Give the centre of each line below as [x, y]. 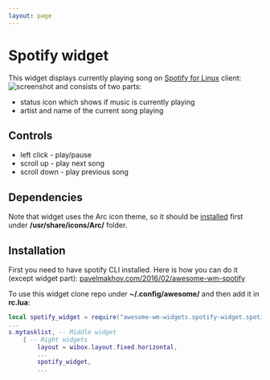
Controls [31, 135]
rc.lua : [19, 302]
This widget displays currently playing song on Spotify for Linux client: [125, 78]
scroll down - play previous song [74, 172]
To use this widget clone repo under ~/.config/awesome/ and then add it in [134, 294]
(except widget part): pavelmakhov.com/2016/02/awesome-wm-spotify [127, 278]
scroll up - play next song [62, 163]
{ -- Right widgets [55, 339]
